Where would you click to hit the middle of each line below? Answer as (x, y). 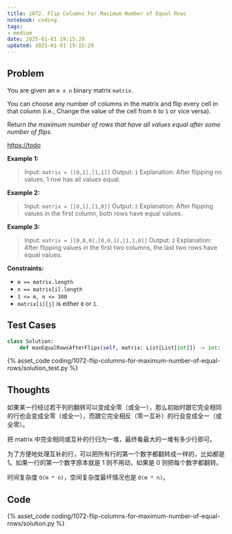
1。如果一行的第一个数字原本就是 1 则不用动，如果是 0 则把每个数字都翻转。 (115, 463)
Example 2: (23, 192)
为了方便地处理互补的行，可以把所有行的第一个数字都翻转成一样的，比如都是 (116, 454)
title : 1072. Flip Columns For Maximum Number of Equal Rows (97, 13)
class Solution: (30, 341)
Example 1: (23, 158)
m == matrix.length (45, 282)
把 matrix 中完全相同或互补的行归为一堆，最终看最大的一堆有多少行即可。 (112, 439)
